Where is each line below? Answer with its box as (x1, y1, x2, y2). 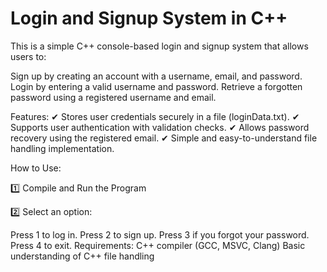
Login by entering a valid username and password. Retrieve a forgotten (10, 80, 303, 92)
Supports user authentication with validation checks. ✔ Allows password (10, 121, 310, 133)
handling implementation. (10, 142, 115, 154)
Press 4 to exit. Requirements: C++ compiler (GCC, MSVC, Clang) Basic (10, 239, 306, 251)
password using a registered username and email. (10, 91, 217, 103)
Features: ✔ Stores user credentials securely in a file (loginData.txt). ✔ (10, 110, 300, 122)
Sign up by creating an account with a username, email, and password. (10, 70, 303, 82)
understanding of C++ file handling (10, 250, 155, 262)
